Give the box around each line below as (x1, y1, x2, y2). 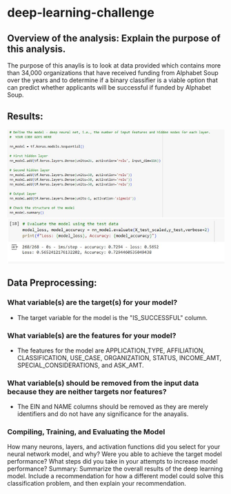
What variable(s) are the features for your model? (7, 330, 177, 340)
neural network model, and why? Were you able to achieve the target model (7, 450, 222, 458)
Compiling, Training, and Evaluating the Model (7, 427, 165, 437)
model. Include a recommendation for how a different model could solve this (7, 472, 224, 480)
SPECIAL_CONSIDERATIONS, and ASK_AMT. (17, 361, 144, 369)
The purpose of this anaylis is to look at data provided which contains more (7, 61, 221, 70)
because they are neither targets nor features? (7, 386, 167, 396)
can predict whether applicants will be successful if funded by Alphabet (7, 83, 212, 91)
